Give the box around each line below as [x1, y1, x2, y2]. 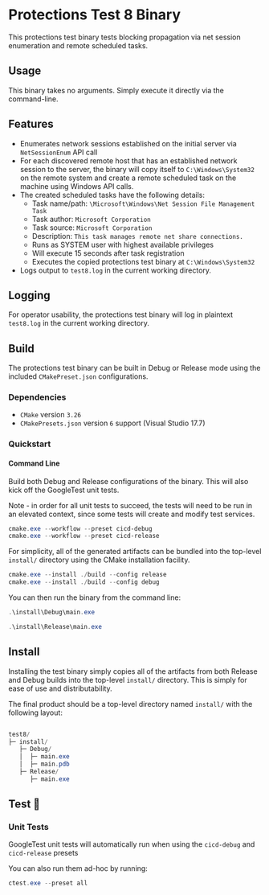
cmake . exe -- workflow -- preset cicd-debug [8, 524, 153, 532]
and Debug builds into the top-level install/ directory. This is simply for [8, 675, 247, 684]
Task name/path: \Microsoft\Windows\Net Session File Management [31, 199, 255, 208]
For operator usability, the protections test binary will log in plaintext [8, 310, 234, 319]
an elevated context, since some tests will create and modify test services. [8, 509, 255, 519]
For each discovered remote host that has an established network [19, 155, 238, 166]
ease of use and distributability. [8, 684, 112, 693]
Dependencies [8, 392, 67, 403]
